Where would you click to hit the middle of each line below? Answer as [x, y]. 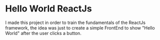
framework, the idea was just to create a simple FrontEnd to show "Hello [80, 27]
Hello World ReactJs [49, 9]
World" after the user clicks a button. [43, 33]
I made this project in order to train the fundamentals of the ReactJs [75, 22]
